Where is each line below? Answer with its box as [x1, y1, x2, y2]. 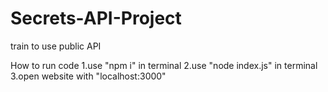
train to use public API [10, 40, 102, 52]
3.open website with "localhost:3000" [10, 70, 167, 82]
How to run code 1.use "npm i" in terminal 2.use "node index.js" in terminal [10, 59, 318, 71]
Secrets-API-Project [10, 7, 182, 30]
